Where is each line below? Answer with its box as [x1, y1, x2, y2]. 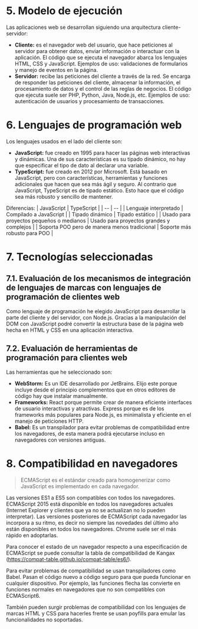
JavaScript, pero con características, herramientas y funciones [14, 174, 168, 181]
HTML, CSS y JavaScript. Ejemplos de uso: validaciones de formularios [14, 60, 188, 67]
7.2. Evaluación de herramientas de [6, 344, 138, 354]
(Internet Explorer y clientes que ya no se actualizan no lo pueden [6, 506, 166, 513]
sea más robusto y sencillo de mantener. [14, 193, 113, 200]
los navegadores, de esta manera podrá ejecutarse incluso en [14, 430, 165, 437]
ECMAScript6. [6, 592, 41, 599]
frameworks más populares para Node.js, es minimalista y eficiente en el [14, 411, 192, 418]
